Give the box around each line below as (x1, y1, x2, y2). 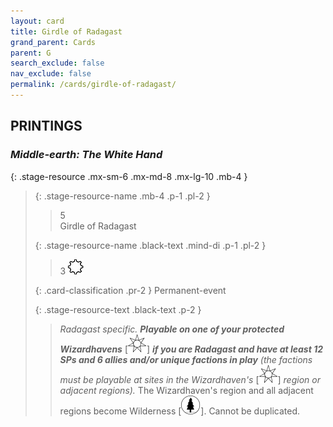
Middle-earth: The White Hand (10, 148, 163, 162)
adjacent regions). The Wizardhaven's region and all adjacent (59, 384, 314, 396)
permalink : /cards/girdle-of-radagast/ (10, 80, 177, 90)
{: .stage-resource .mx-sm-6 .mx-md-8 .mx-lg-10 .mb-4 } (10, 170, 248, 182)
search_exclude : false (10, 58, 105, 69)
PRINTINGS (10, 118, 83, 135)
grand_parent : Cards (10, 37, 97, 47)
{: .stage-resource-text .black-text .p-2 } (34, 303, 202, 315)
